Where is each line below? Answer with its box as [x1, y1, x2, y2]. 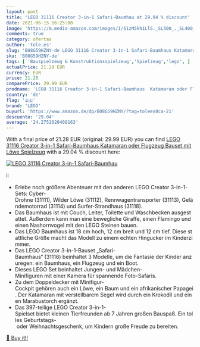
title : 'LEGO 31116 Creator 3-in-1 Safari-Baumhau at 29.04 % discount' [6, 14, 190, 20]
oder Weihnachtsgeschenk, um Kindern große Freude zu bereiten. [16, 323, 179, 330]
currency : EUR [6, 70, 42, 76]
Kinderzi [172, 235, 193, 242]
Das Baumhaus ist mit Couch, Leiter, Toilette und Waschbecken [14, 209, 171, 216]
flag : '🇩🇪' [6, 97, 36, 103]
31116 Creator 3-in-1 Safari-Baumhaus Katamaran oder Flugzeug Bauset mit [6, 142, 192, 149]
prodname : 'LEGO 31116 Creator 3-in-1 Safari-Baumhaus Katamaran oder [6, 86, 187, 92]
